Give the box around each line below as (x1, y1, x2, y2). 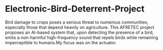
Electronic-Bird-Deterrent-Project (5, 3, 145, 14)
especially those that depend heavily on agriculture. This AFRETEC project (5, 24, 155, 30)
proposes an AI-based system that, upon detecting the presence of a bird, (5, 29, 154, 35)
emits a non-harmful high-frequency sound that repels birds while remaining (5, 35, 159, 40)
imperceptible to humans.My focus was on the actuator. (5, 39, 117, 45)
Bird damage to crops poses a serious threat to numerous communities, (5, 19, 149, 25)
